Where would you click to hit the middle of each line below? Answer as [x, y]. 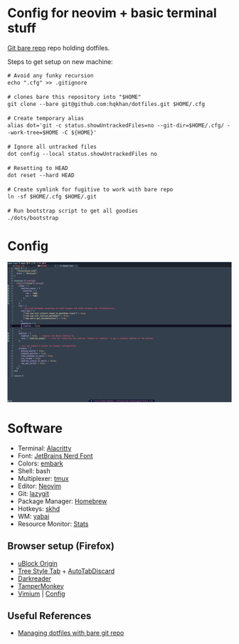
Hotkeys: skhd [39, 508]
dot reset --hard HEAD [41, 175]
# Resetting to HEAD [38, 168]
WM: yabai [33, 516]
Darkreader [34, 579]
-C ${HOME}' [79, 132]
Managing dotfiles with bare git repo [71, 633]
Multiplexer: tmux [43, 478]
